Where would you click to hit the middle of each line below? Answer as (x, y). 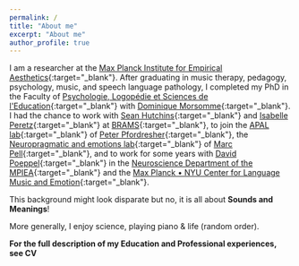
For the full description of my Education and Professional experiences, (143, 244)
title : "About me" (43, 26)
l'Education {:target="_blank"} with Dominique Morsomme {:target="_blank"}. (150, 106)
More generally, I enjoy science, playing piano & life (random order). (134, 227)
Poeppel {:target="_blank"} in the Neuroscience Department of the (131, 163)
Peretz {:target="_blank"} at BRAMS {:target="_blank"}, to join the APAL (140, 125)
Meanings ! (30, 209)
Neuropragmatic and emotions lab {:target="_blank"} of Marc (121, 144)
